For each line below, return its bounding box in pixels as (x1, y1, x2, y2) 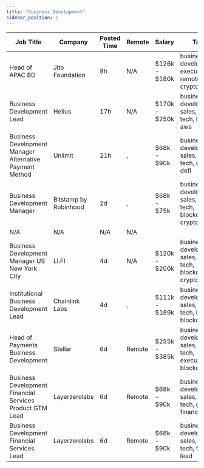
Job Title (15, 38, 42, 46)
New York (9, 264, 38, 273)
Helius (53, 107, 72, 115)
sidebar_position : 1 (6, 15, 59, 21)
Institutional (9, 289, 43, 297)
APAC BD (9, 70, 36, 79)
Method (9, 170, 32, 178)
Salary (155, 38, 174, 46)
